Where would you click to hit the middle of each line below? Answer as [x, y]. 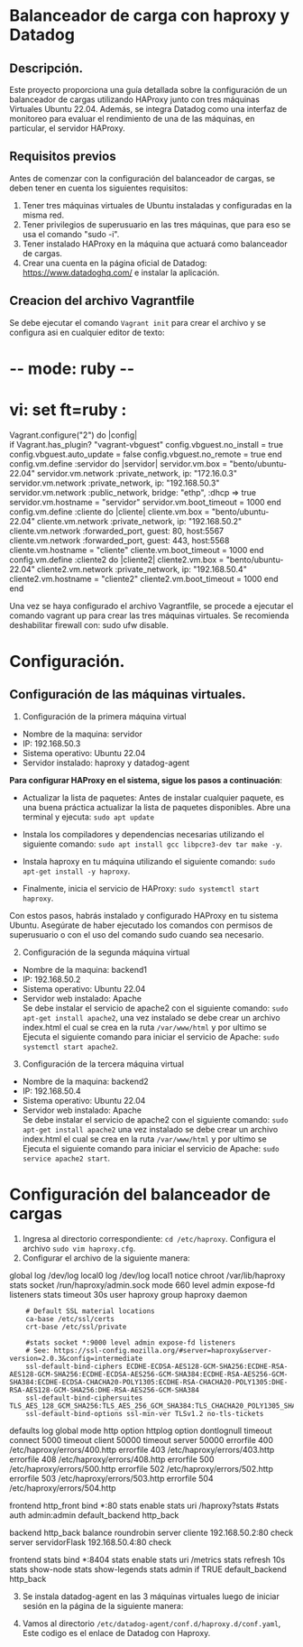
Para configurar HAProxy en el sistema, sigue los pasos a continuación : [146, 780]
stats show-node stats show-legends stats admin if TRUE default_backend [148, 1569]
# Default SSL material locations [90, 1311]
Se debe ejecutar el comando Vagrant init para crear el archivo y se [138, 322]
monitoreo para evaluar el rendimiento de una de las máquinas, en [132, 119]
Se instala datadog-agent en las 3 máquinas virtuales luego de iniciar [151, 1596]
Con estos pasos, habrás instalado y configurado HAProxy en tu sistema [144, 915]
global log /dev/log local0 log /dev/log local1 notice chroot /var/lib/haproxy [147, 1275]
